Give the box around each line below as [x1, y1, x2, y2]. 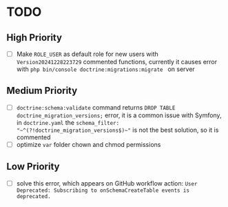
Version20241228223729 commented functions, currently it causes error [16, 58, 218, 66]
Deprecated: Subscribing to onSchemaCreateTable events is [16, 187, 190, 194]
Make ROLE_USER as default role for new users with [16, 50, 159, 58]
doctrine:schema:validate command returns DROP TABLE [16, 103, 176, 111]
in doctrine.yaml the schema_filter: [16, 118, 120, 126]
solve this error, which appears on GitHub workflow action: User [16, 179, 198, 187]
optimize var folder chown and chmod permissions [16, 140, 161, 148]
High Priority [6, 32, 63, 43]
